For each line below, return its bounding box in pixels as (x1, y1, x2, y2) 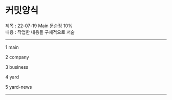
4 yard (5, 74, 19, 80)
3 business (5, 64, 29, 70)
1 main (5, 44, 19, 50)
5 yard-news (5, 84, 32, 90)
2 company (5, 54, 29, 60)
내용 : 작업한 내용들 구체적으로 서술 (5, 29, 75, 35)
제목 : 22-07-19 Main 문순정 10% (5, 23, 73, 29)
